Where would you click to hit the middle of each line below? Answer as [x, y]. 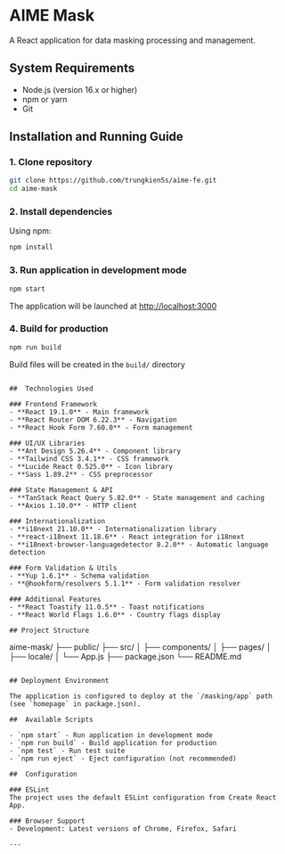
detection [28, 552]
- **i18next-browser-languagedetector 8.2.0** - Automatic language [139, 545]
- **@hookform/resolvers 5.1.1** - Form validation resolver [125, 583]
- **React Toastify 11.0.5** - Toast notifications [107, 607]
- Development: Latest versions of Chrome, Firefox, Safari [123, 829]
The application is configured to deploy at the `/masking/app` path [141, 696]
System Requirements [72, 68]
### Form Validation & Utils [63, 568]
